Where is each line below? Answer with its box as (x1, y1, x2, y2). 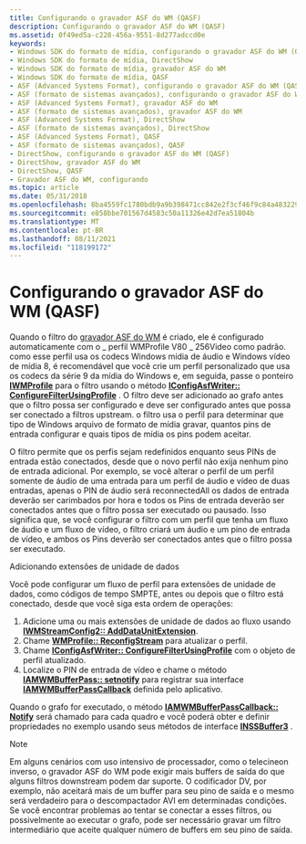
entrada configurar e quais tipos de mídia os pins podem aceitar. (9, 428, 252, 439)
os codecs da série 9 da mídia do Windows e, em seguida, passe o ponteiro (9, 371, 294, 382)
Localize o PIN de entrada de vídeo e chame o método (22, 664, 228, 676)
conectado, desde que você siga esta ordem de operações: (9, 598, 234, 609)
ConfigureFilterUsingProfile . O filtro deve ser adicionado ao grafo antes (9, 390, 284, 401)
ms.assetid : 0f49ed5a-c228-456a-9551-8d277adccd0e (9, 30, 206, 39)
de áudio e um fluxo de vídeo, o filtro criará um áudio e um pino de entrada (9, 524, 291, 535)
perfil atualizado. (22, 655, 87, 666)
